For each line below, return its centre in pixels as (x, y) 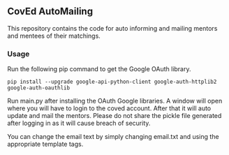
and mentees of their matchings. (54, 36)
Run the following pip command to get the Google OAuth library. (99, 69)
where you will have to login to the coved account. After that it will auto (109, 108)
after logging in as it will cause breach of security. (79, 123)
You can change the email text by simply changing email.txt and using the (113, 137)
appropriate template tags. (45, 144)
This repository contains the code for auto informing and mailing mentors (112, 28)
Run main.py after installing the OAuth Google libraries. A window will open (115, 101)
